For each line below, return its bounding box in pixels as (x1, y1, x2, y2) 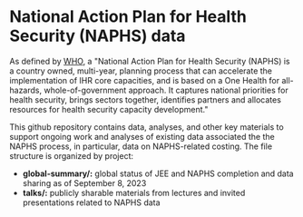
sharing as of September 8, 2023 (22, 177, 147, 188)
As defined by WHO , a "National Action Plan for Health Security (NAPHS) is (9, 55, 290, 66)
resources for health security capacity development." (9, 104, 209, 114)
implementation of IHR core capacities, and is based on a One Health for (9, 74, 280, 85)
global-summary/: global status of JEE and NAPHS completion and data (22, 168, 294, 179)
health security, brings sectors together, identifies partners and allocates (9, 94, 281, 105)
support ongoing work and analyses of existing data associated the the (9, 131, 275, 142)
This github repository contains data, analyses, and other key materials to (9, 121, 284, 133)
